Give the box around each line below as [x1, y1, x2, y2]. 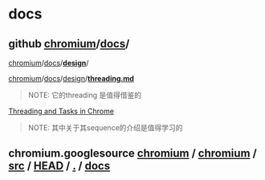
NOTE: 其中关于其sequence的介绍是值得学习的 [27, 123, 183, 133]
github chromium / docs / [8, 37, 130, 51]
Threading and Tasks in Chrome [8, 106, 115, 116]
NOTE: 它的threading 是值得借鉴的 [27, 90, 142, 100]
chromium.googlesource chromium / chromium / [8, 146, 257, 161]
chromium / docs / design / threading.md [8, 74, 135, 83]
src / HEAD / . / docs [8, 159, 111, 173]
